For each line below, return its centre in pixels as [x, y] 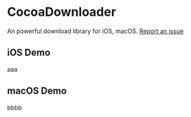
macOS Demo [37, 91]
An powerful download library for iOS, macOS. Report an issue [95, 31]
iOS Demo [29, 53]
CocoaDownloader [62, 12]
